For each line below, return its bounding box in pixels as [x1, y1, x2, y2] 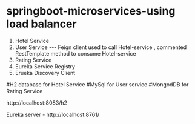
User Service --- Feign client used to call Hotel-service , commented [15, 44, 187, 51]
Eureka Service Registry [15, 62, 76, 70]
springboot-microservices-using [6, 4, 176, 18]
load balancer [6, 17, 77, 31]
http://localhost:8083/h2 [6, 99, 68, 106]
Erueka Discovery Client [15, 69, 76, 76]
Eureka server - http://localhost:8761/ [6, 111, 100, 118]
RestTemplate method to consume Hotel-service [15, 50, 136, 57]
